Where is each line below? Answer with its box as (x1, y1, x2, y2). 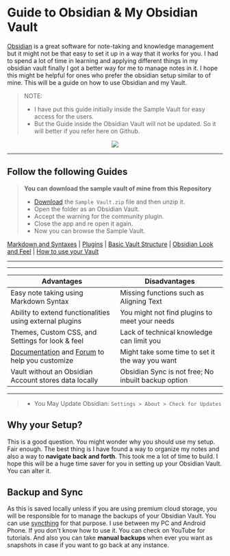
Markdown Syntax (10, 296, 69, 306)
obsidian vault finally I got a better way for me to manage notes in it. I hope (7, 64, 218, 72)
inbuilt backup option (119, 375, 188, 385)
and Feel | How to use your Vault (7, 247, 99, 255)
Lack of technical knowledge (119, 327, 213, 337)
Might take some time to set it (119, 347, 216, 356)
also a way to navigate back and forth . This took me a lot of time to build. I (7, 452, 218, 460)
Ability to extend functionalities (10, 307, 110, 317)
